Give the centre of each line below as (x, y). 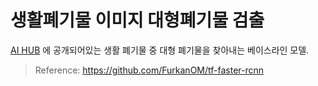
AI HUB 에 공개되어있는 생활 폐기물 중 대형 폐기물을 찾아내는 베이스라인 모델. (160, 50)
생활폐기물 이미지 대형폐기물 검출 (137, 20)
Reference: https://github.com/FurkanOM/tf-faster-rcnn (149, 70)
